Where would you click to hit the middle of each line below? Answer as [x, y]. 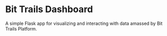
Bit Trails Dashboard [49, 9]
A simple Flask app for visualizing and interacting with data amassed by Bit [84, 23]
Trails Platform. [21, 28]
